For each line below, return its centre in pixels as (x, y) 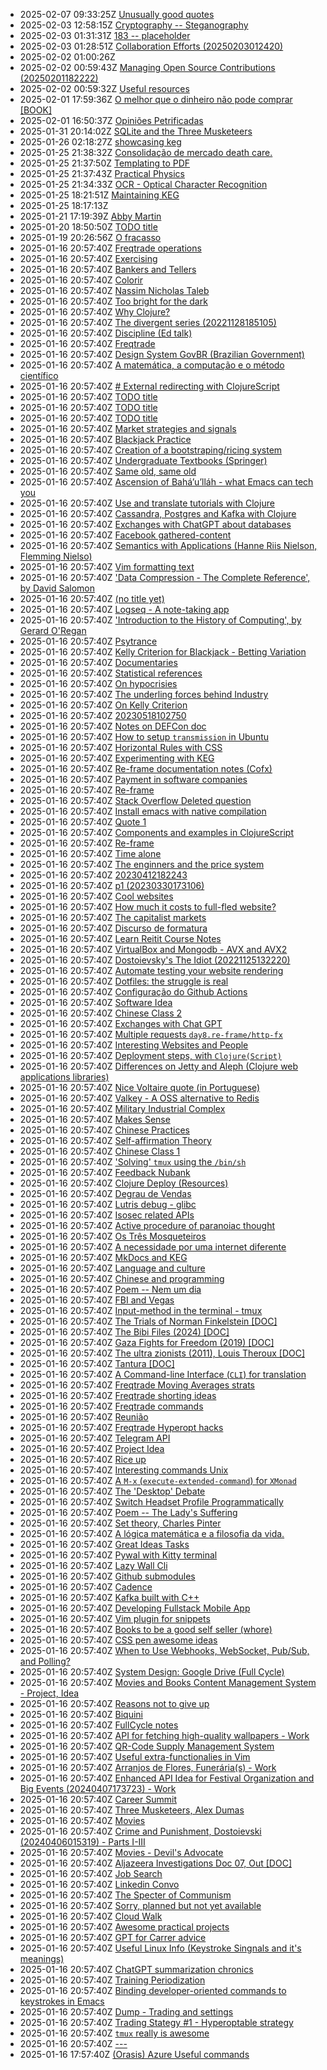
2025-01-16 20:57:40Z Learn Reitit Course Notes (120, 938)
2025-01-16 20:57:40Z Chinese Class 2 (101, 1013)
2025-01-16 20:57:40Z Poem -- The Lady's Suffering (128, 1512)
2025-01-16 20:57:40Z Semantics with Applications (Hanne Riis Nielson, (168, 545)
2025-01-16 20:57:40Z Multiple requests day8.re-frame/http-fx (151, 1034)
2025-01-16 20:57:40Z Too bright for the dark (113, 301)
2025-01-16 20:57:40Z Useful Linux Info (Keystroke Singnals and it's (160, 1948)
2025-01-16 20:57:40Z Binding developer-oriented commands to (153, 1990)
